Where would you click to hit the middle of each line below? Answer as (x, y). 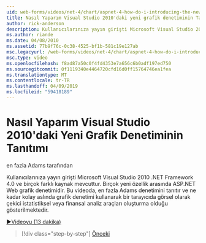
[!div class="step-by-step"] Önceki (66, 233)
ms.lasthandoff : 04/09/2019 (42, 87)
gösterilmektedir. (28, 210)
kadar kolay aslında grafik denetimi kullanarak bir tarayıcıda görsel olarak (98, 196)
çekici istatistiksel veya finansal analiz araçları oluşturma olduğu (87, 203)
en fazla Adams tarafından (40, 165)
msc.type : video (27, 58)
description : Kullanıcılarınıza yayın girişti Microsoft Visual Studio (100, 29)
